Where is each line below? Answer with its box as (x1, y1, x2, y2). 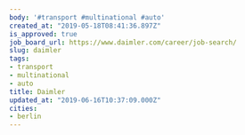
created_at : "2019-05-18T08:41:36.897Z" (9, 21, 162, 30)
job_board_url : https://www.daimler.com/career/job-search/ (9, 37, 238, 47)
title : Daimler (9, 87, 66, 96)
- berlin (9, 112, 42, 121)
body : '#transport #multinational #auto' (9, 12, 166, 22)
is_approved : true (9, 29, 78, 38)
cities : (9, 104, 38, 113)
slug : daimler (9, 46, 62, 55)
